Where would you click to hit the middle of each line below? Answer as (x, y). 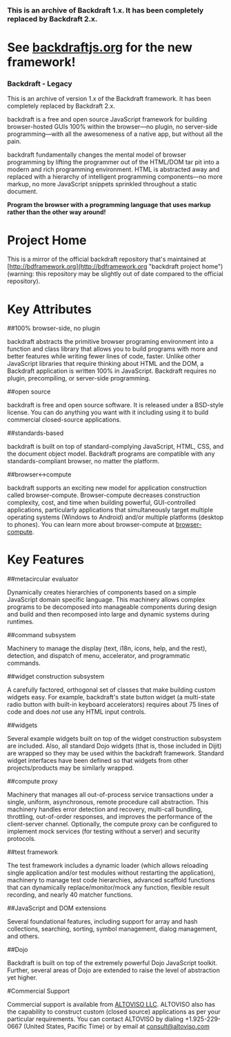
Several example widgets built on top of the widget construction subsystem (114, 739)
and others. (23, 936)
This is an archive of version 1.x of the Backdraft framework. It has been (109, 99)
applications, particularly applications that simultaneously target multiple (110, 510)
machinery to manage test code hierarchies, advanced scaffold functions (111, 880)
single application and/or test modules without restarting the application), (111, 873)
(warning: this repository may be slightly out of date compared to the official (115, 274)
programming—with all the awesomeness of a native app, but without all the (115, 134)
